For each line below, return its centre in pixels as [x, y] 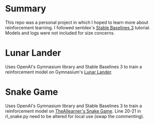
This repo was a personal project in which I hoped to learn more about [77, 22]
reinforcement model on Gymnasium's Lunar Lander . [59, 72]
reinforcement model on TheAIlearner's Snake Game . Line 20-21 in [73, 111]
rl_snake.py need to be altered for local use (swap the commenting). [75, 116]
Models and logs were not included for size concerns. [60, 33]
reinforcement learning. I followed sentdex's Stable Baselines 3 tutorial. [78, 27]
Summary [26, 9]
